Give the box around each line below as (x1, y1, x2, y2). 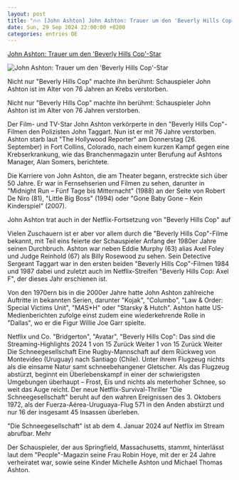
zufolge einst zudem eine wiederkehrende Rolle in (58, 311, 206, 320)
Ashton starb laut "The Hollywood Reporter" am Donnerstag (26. (7, 135, 197, 144)
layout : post (7, 10, 46, 18)
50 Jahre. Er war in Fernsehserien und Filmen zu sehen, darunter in (7, 179, 205, 188)
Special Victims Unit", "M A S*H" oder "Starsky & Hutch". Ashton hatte (7, 304, 211, 312)
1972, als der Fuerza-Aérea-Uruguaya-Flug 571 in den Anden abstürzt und (7, 400, 225, 409)
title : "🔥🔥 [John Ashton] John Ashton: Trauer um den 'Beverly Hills (7, 17, 219, 24)
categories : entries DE (7, 30, 78, 38)
